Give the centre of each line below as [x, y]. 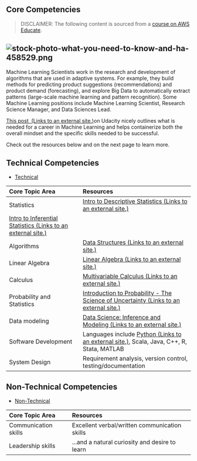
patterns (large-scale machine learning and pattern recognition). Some [91, 97]
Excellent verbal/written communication [127, 425]
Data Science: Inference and [122, 318]
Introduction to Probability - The [127, 293]
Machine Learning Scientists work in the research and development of [91, 72]
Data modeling [29, 321]
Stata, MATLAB [103, 349]
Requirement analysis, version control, [135, 359]
